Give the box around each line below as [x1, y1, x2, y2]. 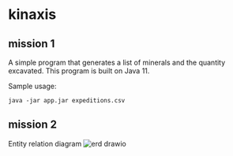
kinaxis [8, 6, 57, 24]
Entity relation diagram [8, 139, 82, 148]
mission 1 [8, 37, 55, 50]
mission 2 [8, 118, 58, 132]
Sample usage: [8, 81, 57, 91]
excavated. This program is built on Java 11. [8, 66, 150, 76]
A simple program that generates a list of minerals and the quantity [8, 58, 226, 67]
